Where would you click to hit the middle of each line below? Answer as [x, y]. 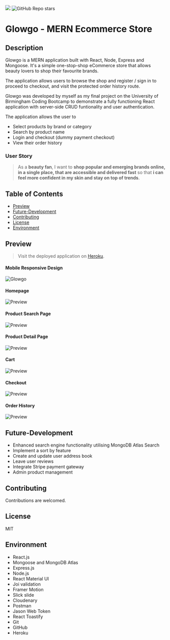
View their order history [37, 143]
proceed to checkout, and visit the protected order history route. [73, 86]
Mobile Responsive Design [34, 268]
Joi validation [27, 584]
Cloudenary [25, 600]
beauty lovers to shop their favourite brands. [52, 71]
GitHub [20, 627]
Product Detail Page [27, 337]
